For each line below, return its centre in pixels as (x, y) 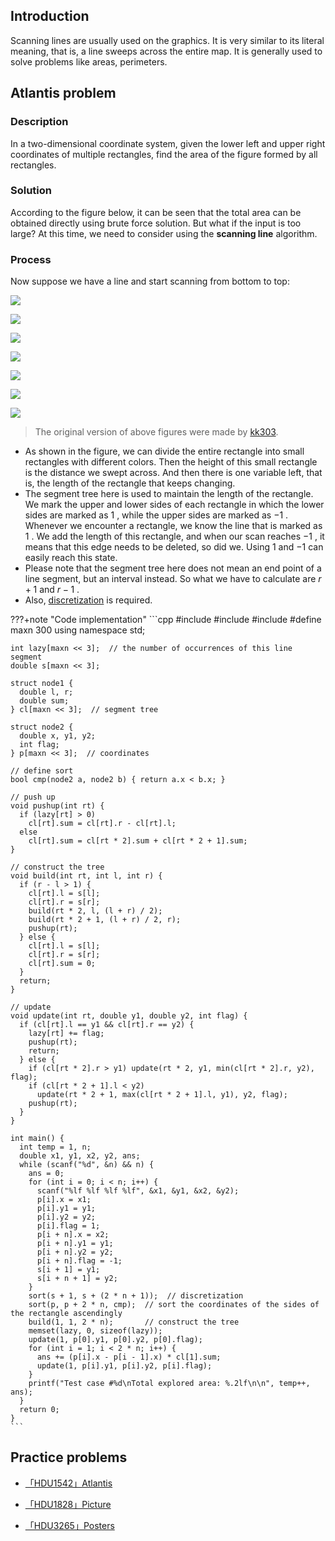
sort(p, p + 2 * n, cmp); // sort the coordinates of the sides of (174, 1305)
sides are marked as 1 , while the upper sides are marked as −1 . (156, 515)
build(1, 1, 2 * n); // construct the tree (134, 1322)
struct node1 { (42, 684)
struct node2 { (42, 727)
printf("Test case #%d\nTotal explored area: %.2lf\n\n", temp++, (169, 1384)
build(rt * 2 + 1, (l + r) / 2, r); (105, 920)
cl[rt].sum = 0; (62, 964)
